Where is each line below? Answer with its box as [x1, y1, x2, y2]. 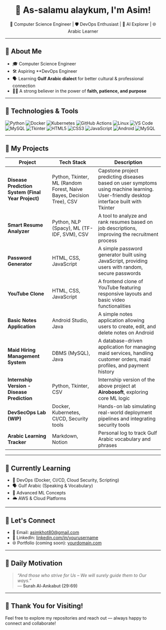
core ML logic [98, 395, 130, 402]
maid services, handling [98, 350, 154, 357]
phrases [98, 442, 117, 449]
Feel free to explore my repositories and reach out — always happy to [5, 615, 147, 621]
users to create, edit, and [98, 323, 156, 330]
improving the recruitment [98, 231, 159, 238]
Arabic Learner [68, 28, 98, 34]
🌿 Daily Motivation [5, 559, 63, 568]
